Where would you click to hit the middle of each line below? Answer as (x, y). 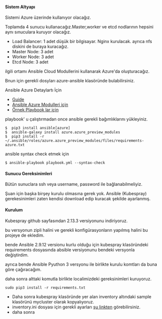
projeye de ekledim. (25, 235)
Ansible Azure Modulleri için (40, 105)
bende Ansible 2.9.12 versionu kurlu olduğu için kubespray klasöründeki (77, 244)
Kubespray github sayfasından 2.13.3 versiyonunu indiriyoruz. (66, 221)
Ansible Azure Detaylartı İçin (33, 90)
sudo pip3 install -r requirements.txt (45, 288)
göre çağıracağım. (23, 269)
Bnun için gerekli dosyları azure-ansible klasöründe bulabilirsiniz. (70, 81)
